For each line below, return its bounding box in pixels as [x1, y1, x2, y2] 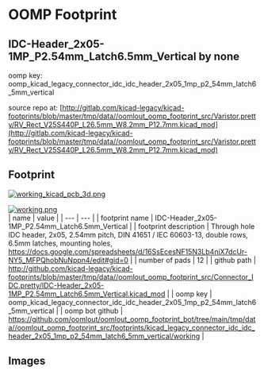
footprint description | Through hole [137, 221, 255, 231]
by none [198, 49, 240, 63]
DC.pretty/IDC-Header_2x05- [8, 280, 105, 290]
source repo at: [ [8, 103, 63, 112]
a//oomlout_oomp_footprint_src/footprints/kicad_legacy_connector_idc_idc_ [8, 323, 255, 332]
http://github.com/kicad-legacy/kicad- [8, 264, 133, 273]
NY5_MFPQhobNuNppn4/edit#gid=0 [8, 255, 129, 265]
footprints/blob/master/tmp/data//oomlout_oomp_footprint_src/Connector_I [8, 272, 254, 281]
